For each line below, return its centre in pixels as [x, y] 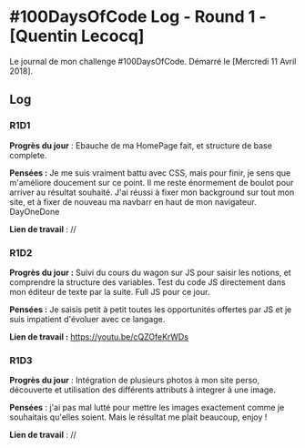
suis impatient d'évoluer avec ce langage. [87, 319]
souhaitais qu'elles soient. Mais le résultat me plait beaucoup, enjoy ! [138, 417]
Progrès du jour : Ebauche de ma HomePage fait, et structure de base [141, 145]
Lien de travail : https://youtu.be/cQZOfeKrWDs [99, 336]
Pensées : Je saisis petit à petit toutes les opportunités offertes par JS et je [151, 309]
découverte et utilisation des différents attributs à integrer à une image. [142, 390]
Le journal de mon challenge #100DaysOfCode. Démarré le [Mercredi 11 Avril [153, 61]
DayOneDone [35, 211]
